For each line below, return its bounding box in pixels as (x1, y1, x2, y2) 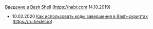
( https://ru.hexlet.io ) (12, 19, 53, 24)
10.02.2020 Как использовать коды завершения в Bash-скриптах (12, 14, 148, 19)
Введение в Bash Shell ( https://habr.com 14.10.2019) (5, 4, 111, 10)
